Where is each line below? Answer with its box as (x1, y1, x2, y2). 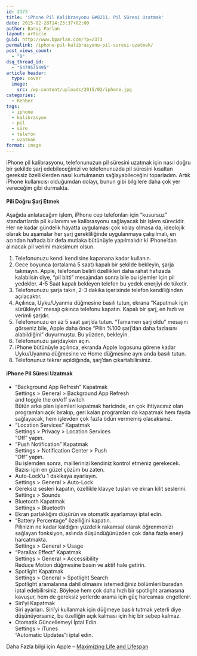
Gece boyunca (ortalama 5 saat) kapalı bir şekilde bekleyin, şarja (14, 261, 174, 268)
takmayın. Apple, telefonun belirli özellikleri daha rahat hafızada (14, 267, 171, 274)
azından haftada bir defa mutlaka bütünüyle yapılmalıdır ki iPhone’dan (6, 236, 177, 244)
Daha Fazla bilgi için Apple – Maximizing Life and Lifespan (6, 643, 149, 650)
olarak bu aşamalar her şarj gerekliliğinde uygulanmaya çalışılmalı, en (6, 230, 176, 237)
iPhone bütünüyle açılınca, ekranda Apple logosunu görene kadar (14, 344, 176, 351)
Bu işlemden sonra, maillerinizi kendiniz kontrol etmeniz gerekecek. (14, 460, 181, 467)
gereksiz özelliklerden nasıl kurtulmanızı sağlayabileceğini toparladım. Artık (6, 171, 191, 178)
